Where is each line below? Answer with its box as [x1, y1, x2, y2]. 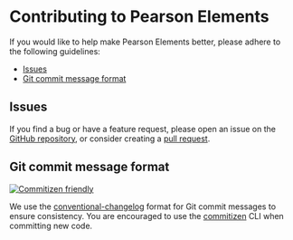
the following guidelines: [9, 45, 101, 56]
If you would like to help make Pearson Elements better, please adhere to [9, 36, 281, 47]
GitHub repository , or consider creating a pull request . [9, 133, 211, 144]
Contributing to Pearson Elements [9, 6, 269, 27]
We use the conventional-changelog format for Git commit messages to [9, 201, 277, 212]
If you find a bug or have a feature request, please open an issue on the [9, 123, 276, 134]
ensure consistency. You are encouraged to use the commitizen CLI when [9, 210, 285, 221]
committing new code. [9, 220, 93, 231]
